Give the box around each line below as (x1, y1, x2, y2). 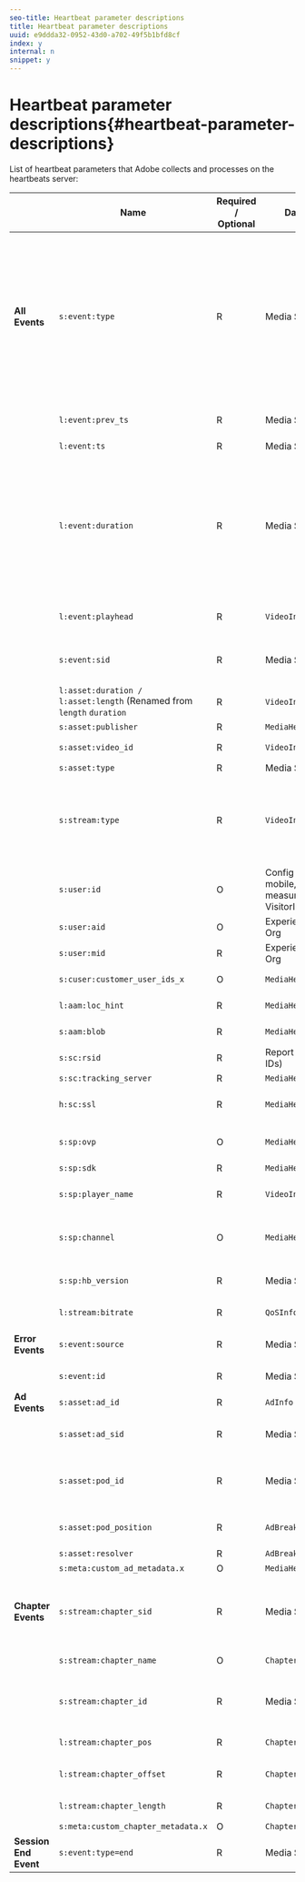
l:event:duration (58, 520, 133, 530)
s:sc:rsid (58, 1052, 102, 1062)
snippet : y (9, 55, 51, 65)
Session (14, 1835, 50, 1847)
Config (264, 866, 295, 879)
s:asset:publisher (58, 721, 139, 732)
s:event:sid (58, 654, 111, 665)
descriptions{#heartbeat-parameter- (9, 115, 296, 135)
